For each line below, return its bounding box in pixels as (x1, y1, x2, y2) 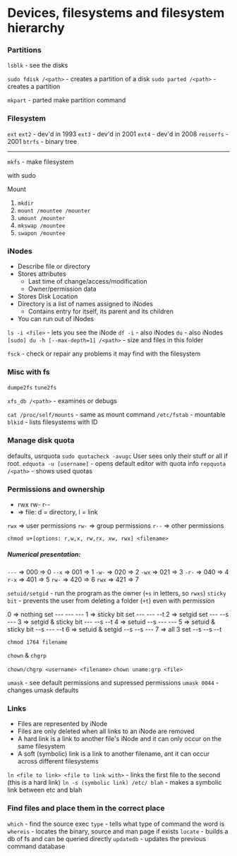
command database (7, 842, 66, 850)
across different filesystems (17, 757, 99, 766)
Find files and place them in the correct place (7, 803, 165, 813)
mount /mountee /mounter (17, 207, 91, 215)
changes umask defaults (7, 686, 79, 694)
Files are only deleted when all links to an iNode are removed (17, 727, 195, 735)
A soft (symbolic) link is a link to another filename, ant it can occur (17, 749, 210, 758)
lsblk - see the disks (7, 61, 68, 70)
